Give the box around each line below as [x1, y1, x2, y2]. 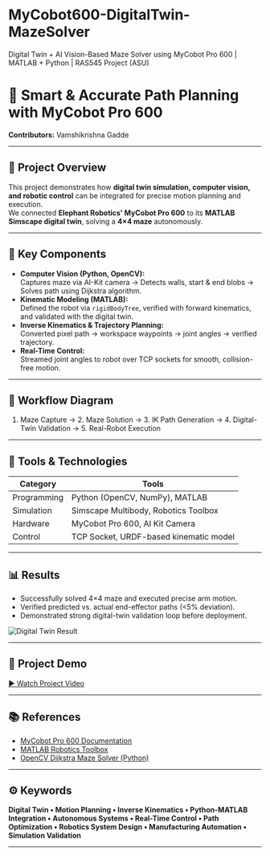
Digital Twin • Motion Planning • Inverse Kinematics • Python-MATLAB [8, 805, 248, 815]
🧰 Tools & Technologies [8, 454, 128, 468]
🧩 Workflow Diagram [8, 393, 114, 407]
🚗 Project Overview [8, 161, 107, 175]
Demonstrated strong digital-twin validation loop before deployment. [19, 610, 247, 620]
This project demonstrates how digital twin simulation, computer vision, [8, 182, 251, 192]
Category [19, 478, 57, 490]
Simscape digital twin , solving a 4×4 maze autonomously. [8, 216, 203, 226]
